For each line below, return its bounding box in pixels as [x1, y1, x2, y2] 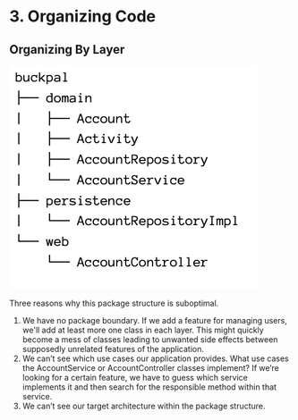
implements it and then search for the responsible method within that [21, 382, 277, 392]
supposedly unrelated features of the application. [21, 344, 204, 354]
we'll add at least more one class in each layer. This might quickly [21, 324, 264, 335]
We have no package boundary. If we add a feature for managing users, [21, 315, 288, 325]
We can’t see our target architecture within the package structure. [21, 400, 266, 411]
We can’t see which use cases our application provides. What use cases [21, 353, 289, 364]
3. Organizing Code [9, 6, 157, 27]
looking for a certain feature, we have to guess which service [21, 373, 248, 382]
